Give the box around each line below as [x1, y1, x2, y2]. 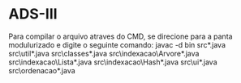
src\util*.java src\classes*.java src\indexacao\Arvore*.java [8, 48, 200, 58]
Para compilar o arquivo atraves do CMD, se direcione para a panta [8, 31, 233, 41]
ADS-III [8, 5, 58, 23]
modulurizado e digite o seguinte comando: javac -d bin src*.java [8, 39, 226, 49]
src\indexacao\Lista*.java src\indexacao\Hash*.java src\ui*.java [8, 57, 217, 67]
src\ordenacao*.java [8, 65, 75, 75]
